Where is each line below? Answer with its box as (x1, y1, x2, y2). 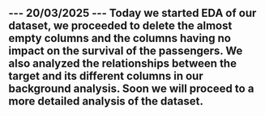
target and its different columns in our (8, 69, 204, 83)
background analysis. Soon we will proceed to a (8, 82, 254, 96)
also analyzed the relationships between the (8, 56, 237, 71)
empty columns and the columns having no (8, 31, 231, 45)
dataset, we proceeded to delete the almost (8, 19, 233, 33)
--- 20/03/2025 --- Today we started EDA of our (8, 6, 257, 20)
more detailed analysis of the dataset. (8, 94, 204, 108)
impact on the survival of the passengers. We (8, 44, 243, 58)
